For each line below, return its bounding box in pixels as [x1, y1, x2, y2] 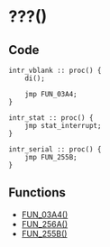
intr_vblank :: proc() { [8, 66, 102, 75]
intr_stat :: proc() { [8, 114, 94, 123]
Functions [8, 185, 67, 200]
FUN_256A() [21, 218, 69, 229]
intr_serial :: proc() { [8, 145, 102, 154]
